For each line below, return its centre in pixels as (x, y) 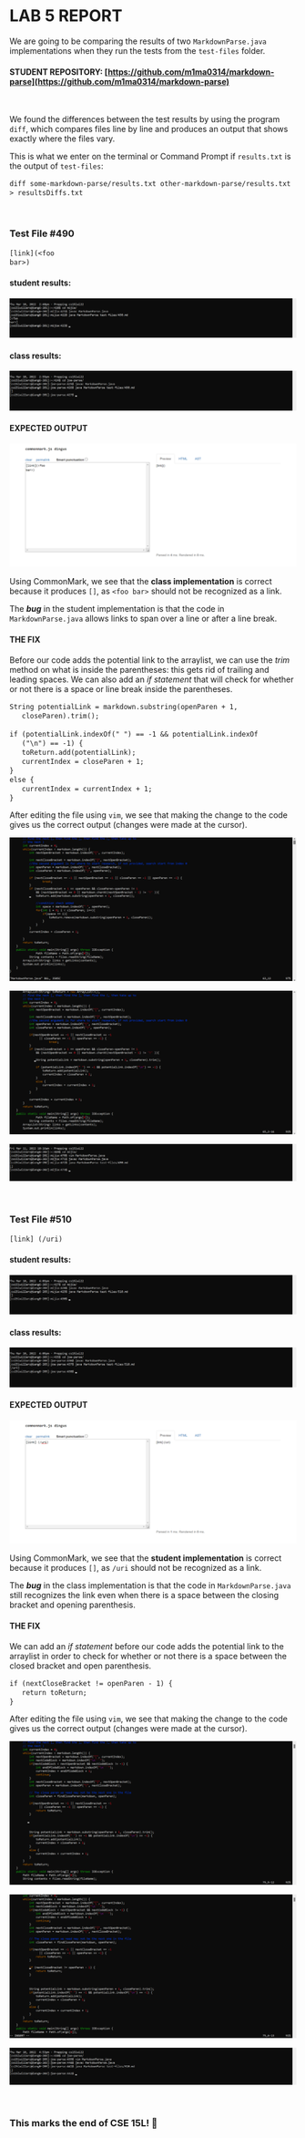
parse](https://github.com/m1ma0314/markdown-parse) (120, 81)
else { (22, 780)
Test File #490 (42, 233)
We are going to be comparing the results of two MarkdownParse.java (138, 41)
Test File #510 (41, 1219)
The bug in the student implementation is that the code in (117, 609)
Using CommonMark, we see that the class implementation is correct (141, 582)
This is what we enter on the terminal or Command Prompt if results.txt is (150, 157)
